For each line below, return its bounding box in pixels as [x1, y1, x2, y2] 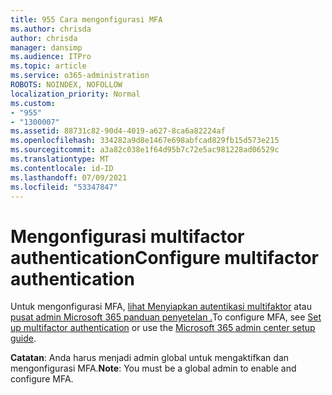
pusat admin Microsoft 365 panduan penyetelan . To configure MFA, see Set [10, 311, 322, 323]
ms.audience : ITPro [10, 52, 92, 62]
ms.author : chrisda [10, 24, 92, 34]
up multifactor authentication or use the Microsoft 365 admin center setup [10, 322, 316, 334]
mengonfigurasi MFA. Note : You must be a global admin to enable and [10, 362, 297, 375]
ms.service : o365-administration [10, 71, 150, 81]
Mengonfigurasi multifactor [10, 225, 245, 248]
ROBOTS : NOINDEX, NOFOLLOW [10, 80, 123, 90]
